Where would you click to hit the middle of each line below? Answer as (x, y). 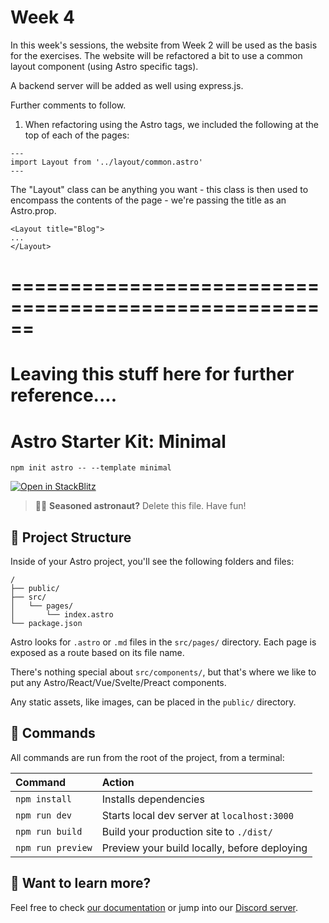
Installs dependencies (153, 799)
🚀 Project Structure (71, 537)
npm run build (49, 831)
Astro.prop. (33, 210)
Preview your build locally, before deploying (204, 848)
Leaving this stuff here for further (152, 374)
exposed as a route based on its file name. (97, 653)
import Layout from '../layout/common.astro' (106, 162)
